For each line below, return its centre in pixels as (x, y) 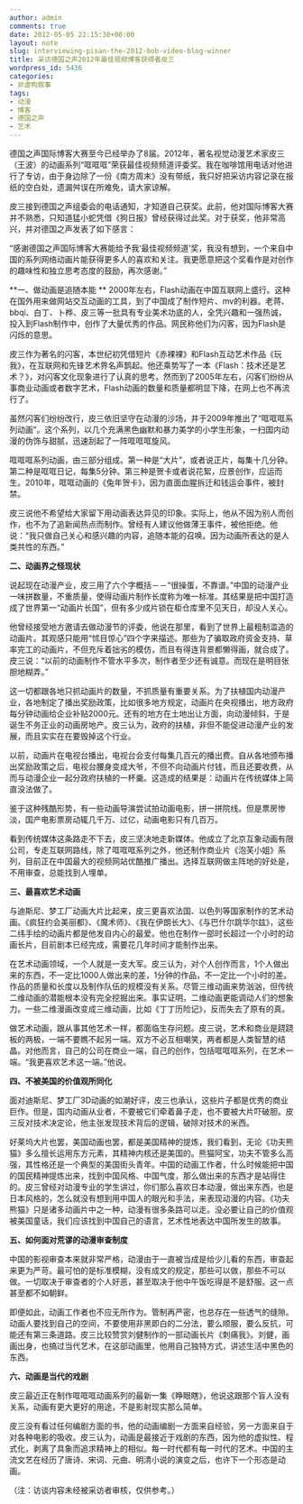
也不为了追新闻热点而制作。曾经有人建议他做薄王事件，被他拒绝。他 (151, 524)
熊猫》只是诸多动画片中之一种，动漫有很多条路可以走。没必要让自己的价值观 (151, 1210)
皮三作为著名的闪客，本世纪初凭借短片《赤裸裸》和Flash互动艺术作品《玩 (146, 354)
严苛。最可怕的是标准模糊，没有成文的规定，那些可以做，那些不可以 (159, 1270)
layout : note (34, 43)
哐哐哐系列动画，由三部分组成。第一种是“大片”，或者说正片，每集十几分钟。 (151, 460)
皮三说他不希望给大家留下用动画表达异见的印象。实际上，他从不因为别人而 (147, 513)
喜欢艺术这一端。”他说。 (88, 1062)
